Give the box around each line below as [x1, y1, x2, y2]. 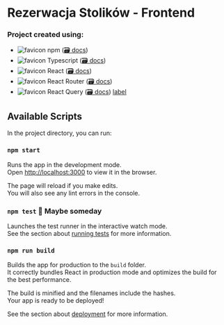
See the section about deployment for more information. [7, 310, 168, 318]
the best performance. [7, 276, 72, 284]
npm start [7, 146, 40, 154]
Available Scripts [7, 110, 82, 122]
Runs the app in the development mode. [7, 160, 122, 168]
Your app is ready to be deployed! [7, 296, 104, 305]
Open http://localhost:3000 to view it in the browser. [7, 168, 157, 176]
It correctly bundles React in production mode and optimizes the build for [7, 268, 217, 276]
